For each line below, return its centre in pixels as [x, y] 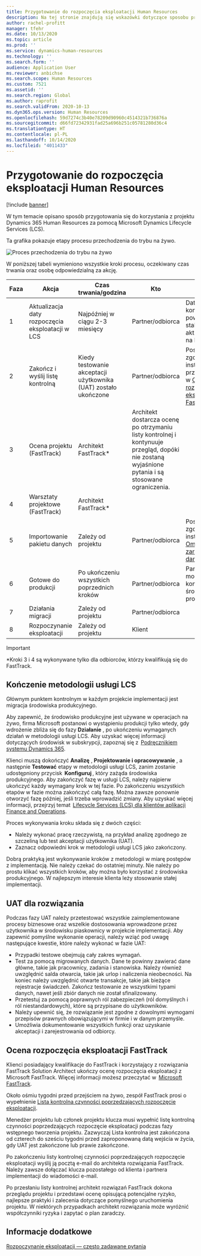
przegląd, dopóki [156, 449]
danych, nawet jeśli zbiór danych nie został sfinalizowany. [86, 993]
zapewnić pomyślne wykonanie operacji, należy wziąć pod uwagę [88, 937]
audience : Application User [41, 67]
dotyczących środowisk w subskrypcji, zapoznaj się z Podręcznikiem [92, 743]
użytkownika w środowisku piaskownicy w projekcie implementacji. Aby [95, 930]
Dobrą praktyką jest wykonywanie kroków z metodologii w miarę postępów [99, 859]
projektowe [45, 504]
